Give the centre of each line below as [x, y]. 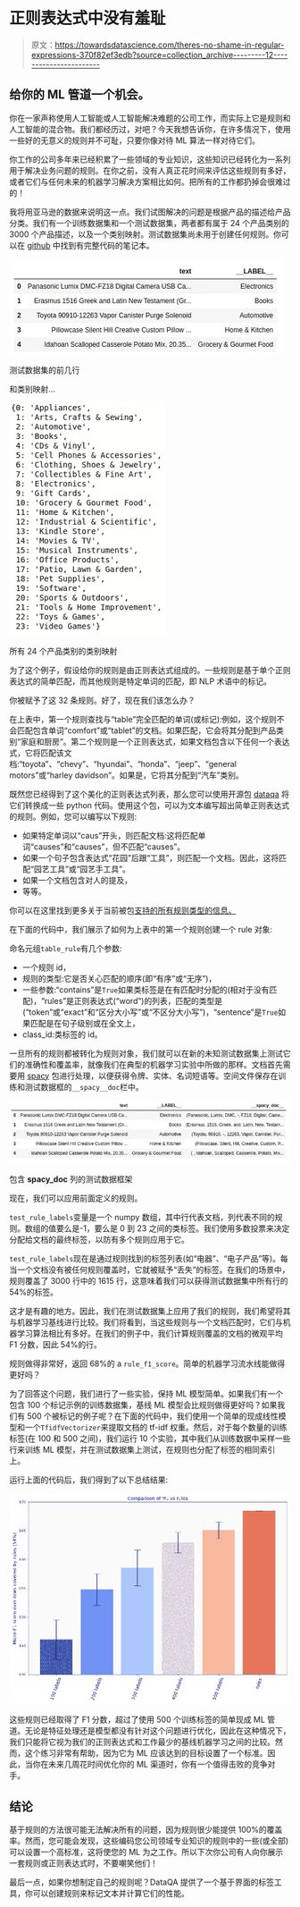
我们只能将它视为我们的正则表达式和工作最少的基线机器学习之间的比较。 [142, 1742]
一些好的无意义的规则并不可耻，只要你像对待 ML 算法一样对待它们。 [135, 140]
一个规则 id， [46, 967]
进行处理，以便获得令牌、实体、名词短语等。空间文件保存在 [169, 1076]
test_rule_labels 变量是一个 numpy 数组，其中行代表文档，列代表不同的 [142, 1218]
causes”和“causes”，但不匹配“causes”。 [109, 847]
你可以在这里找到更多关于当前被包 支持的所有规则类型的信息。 [123, 910]
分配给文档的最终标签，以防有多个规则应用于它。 [99, 1240]
